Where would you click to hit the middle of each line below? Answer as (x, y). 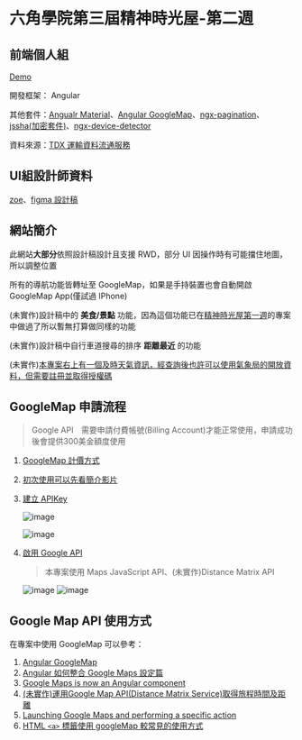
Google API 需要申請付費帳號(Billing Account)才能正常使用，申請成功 (162, 430)
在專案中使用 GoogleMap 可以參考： (77, 644)
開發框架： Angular (45, 95)
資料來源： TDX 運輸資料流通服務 (70, 145)
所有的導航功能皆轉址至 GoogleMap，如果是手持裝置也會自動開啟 (131, 284)
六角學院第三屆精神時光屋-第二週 (132, 18)
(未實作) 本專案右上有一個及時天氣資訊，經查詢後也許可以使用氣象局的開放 (146, 364)
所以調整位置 (33, 265)
